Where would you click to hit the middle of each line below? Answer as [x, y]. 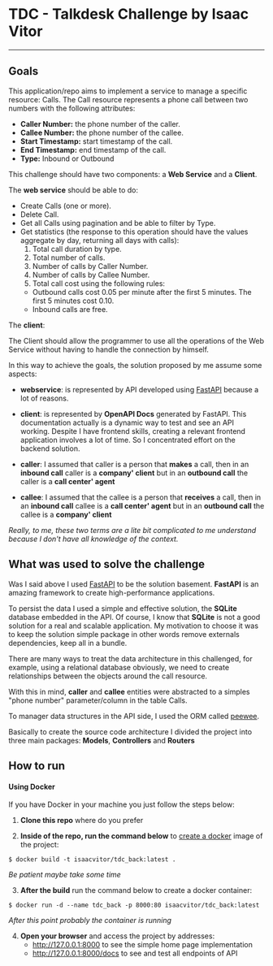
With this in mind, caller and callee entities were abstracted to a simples [129, 691]
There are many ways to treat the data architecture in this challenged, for [131, 658]
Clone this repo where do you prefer [82, 821]
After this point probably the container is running [90, 921]
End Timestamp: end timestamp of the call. [93, 149]
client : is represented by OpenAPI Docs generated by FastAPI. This [133, 414]
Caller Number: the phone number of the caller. [100, 123]
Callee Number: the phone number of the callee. [102, 132]
